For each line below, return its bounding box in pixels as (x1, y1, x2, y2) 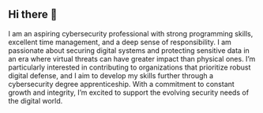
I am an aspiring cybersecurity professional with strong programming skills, (8, 28, 254, 38)
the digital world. (8, 96, 63, 105)
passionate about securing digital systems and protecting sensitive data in (8, 45, 250, 55)
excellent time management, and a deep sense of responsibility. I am (8, 37, 231, 47)
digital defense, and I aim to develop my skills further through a (8, 70, 214, 80)
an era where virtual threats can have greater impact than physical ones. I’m (8, 54, 256, 63)
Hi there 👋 (8, 8, 58, 21)
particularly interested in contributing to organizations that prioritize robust (8, 62, 251, 72)
